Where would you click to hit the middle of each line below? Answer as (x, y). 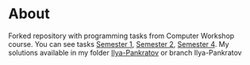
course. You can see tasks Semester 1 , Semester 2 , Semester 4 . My (119, 44)
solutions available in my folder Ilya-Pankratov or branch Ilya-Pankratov (125, 52)
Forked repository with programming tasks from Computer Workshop (121, 36)
